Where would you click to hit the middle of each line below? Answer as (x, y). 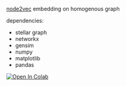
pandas (25, 65)
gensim (24, 45)
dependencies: (25, 20)
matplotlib (28, 58)
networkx (27, 39)
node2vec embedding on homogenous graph (63, 9)
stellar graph (31, 32)
